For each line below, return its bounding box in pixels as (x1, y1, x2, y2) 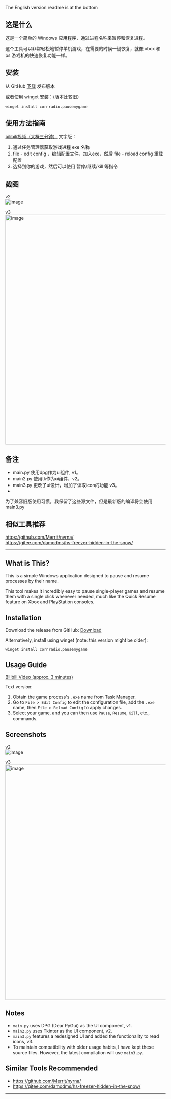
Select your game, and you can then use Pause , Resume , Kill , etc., (12, 710, 150, 716)
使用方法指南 (5, 119, 46, 128)
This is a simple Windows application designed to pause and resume (5, 572, 149, 578)
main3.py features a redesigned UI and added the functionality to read (12, 1033, 159, 1039)
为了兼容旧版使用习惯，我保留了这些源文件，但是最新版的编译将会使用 (5, 498, 153, 504)
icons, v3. (12, 1038, 34, 1044)
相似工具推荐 (5, 520, 46, 529)
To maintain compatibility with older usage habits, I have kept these (12, 1044, 154, 1050)
